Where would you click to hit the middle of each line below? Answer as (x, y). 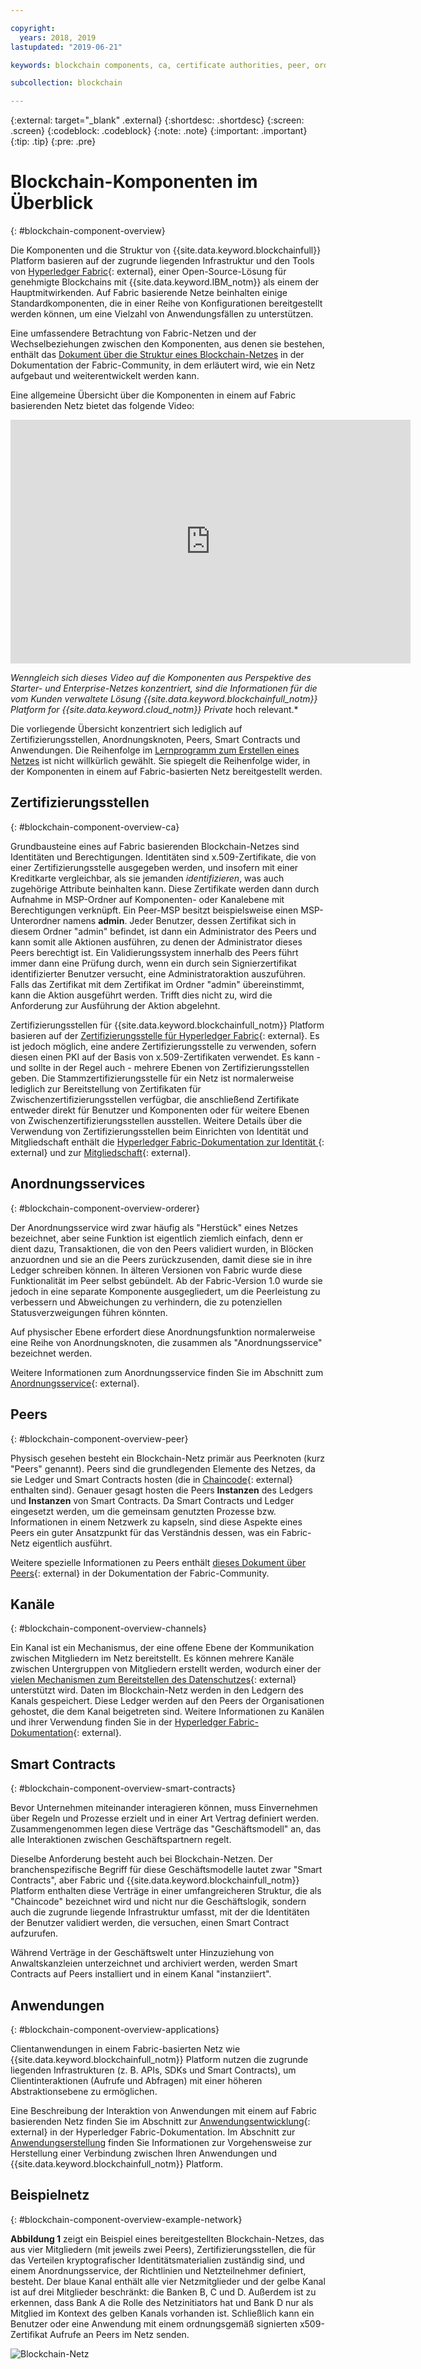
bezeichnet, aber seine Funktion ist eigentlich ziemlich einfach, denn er (157, 1238)
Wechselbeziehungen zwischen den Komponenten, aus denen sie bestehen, (167, 344)
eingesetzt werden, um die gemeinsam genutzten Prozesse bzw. (143, 1511)
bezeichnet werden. (51, 1353)
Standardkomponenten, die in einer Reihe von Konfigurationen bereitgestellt (166, 303)
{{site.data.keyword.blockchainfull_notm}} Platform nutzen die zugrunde (159, 2059)
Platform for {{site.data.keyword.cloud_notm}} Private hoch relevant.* (154, 710)
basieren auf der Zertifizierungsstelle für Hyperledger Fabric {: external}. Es (165, 1035)
